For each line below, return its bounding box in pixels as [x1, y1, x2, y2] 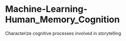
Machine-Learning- [5, 3, 88, 15]
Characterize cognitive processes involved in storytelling [5, 30, 122, 36]
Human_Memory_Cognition [5, 14, 120, 25]
